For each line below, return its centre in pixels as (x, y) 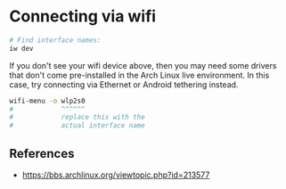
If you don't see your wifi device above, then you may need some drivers (143, 65)
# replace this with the (77, 118)
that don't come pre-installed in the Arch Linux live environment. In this (139, 75)
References (42, 153)
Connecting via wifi (83, 16)
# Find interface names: (55, 40)
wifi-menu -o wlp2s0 (48, 101)
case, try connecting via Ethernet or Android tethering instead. (124, 84)
